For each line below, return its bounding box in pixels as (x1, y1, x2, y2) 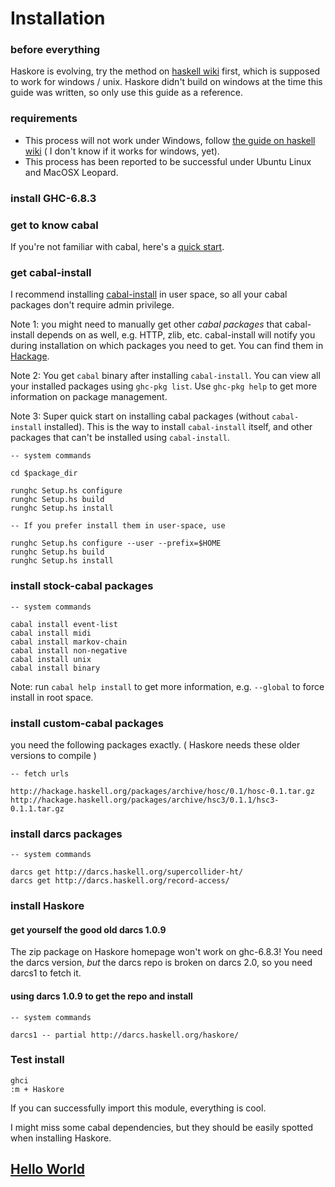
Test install (10, 1053, 65, 1067)
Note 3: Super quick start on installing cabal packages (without (10, 410, 270, 422)
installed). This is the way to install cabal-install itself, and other (44, 421, 313, 433)
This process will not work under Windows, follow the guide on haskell (24, 134, 316, 146)
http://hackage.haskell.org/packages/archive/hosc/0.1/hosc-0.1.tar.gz (10, 786, 315, 796)
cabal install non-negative (10, 645, 128, 656)
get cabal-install (10, 265, 92, 279)
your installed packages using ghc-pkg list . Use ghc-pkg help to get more (10, 380, 318, 392)
